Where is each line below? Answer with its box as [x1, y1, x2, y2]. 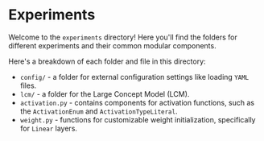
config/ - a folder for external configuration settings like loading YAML [19, 72, 250, 81]
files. [19, 81, 37, 90]
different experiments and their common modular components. [8, 40, 217, 50]
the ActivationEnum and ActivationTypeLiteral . [19, 106, 178, 116]
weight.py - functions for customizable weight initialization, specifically [19, 114, 256, 124]
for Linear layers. [19, 123, 78, 133]
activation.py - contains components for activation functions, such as [19, 97, 255, 107]
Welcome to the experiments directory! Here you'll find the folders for [8, 32, 237, 42]
